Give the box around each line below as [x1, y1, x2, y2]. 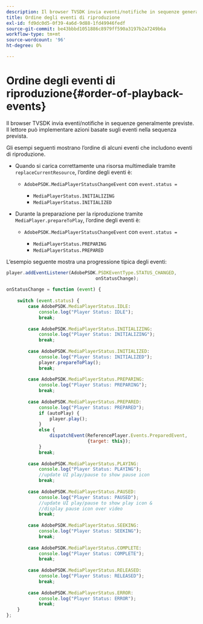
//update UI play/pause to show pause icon [38, 472, 150, 478]
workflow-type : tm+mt [6, 31, 61, 37]
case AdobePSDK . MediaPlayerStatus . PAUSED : [28, 489, 137, 495]
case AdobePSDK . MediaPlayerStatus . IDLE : [28, 303, 131, 310]
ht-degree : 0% [6, 43, 42, 49]
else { [38, 427, 56, 433]
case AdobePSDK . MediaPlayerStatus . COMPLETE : [28, 545, 142, 551]
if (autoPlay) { [38, 410, 80, 416]
